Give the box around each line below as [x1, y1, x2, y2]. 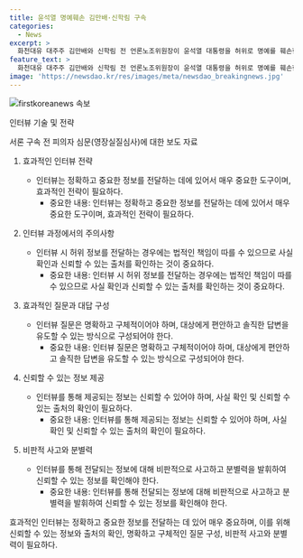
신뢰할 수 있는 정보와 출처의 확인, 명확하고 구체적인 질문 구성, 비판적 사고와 [9, 527, 271, 538]
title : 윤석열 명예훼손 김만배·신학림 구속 [9, 13, 147, 23]
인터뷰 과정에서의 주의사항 [22, 228, 115, 238]
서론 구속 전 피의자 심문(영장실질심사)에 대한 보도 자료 [9, 136, 198, 147]
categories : [9, 22, 54, 31]
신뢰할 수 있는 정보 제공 [22, 372, 106, 383]
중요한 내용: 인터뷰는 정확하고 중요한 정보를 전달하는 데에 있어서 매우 [49, 197, 290, 208]
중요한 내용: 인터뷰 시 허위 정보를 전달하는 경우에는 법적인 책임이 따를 [49, 269, 293, 280]
